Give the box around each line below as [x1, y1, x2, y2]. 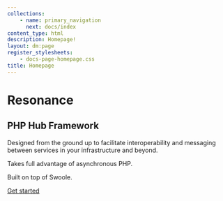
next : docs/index [25, 23, 77, 30]
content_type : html [7, 29, 64, 37]
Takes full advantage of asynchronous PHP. [7, 159, 133, 167]
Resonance [7, 92, 74, 108]
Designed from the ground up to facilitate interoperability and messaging [7, 138, 216, 147]
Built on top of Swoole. [7, 172, 72, 181]
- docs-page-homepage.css [20, 56, 95, 63]
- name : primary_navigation [20, 17, 101, 24]
